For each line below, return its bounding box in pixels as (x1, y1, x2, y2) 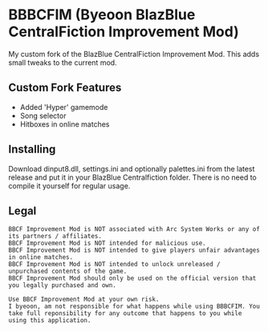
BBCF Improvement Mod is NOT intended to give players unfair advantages (8, 246, 261, 254)
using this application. (8, 317, 91, 325)
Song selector (19, 111, 67, 120)
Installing (8, 143, 56, 156)
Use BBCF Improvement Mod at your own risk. (8, 295, 160, 304)
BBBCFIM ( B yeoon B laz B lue (8, 6, 196, 24)
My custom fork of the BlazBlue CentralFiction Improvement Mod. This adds (8, 49, 259, 59)
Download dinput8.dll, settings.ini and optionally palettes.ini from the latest (8, 164, 255, 173)
